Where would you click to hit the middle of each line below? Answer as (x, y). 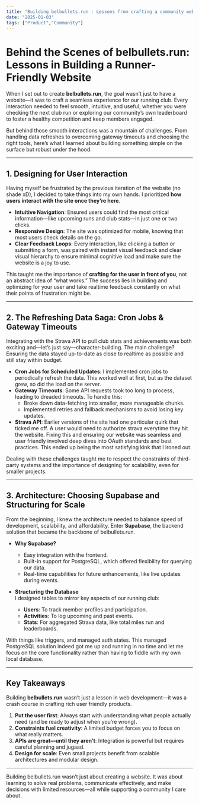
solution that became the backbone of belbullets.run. (71, 532)
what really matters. (39, 734)
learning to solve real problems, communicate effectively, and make (89, 783)
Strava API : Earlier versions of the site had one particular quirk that (97, 422)
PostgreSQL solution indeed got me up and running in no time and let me (95, 646)
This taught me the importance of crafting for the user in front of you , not (97, 275)
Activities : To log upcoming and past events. (78, 616)
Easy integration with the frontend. (66, 555)
